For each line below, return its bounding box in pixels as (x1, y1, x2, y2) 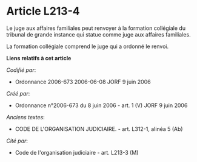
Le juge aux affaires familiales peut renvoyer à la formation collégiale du (6, 24, 186, 32)
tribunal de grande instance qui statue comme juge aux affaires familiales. (6, 30, 191, 38)
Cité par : (6, 137, 28, 144)
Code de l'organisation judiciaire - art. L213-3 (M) (15, 149, 139, 156)
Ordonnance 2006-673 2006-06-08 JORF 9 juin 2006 (15, 78, 151, 85)
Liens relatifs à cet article (6, 54, 72, 62)
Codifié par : (6, 66, 36, 74)
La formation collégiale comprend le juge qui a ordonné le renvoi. (6, 43, 169, 50)
